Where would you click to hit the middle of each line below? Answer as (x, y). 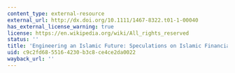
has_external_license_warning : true (60, 26)
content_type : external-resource (56, 14)
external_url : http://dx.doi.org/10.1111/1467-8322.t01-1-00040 (103, 20)
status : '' (23, 40)
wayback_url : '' (31, 59)
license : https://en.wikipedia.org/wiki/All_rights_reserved (98, 33)
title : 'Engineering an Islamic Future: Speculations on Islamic (104, 46)
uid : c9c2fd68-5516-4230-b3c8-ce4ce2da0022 (72, 53)
